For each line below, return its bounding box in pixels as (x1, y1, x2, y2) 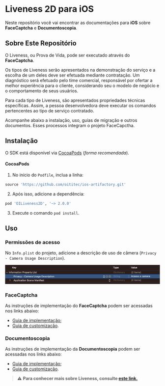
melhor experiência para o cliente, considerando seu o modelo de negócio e (5, 83, 160, 88)
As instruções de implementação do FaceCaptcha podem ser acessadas (5, 303, 153, 309)
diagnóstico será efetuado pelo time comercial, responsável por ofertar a (5, 77, 153, 83)
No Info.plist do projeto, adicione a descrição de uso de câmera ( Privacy (5, 250, 157, 256)
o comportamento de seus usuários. (5, 87, 79, 94)
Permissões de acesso (5, 239, 60, 246)
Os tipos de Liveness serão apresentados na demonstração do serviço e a (5, 67, 156, 73)
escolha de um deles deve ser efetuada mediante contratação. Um (5, 72, 140, 78)
